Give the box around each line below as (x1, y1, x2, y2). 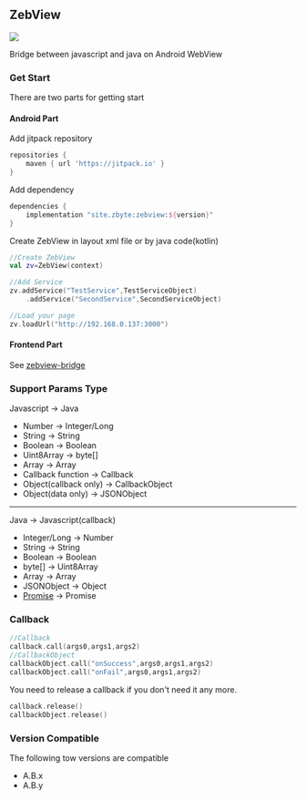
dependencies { (9, 201, 67, 210)
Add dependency (9, 184, 75, 195)
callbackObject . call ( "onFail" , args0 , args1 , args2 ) (9, 667, 202, 677)
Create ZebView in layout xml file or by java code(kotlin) (9, 235, 219, 246)
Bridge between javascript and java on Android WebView (9, 48, 223, 59)
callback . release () (9, 702, 84, 711)
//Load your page (9, 311, 76, 320)
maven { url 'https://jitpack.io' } (25, 159, 166, 169)
